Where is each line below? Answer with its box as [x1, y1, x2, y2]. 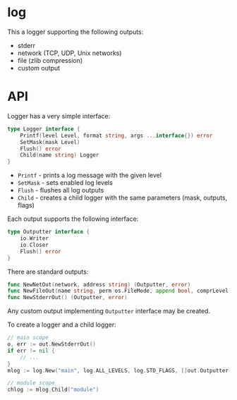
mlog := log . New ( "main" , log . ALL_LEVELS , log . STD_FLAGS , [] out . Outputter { [7, 367, 232, 374]
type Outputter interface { [7, 229, 90, 236]
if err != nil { [7, 347, 55, 354]
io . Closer [20, 241, 49, 248]
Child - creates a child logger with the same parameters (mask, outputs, [17, 193, 228, 202]
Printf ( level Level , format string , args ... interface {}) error [20, 132, 213, 139]
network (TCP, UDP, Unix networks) [17, 49, 122, 57]
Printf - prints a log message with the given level [17, 171, 162, 180]
